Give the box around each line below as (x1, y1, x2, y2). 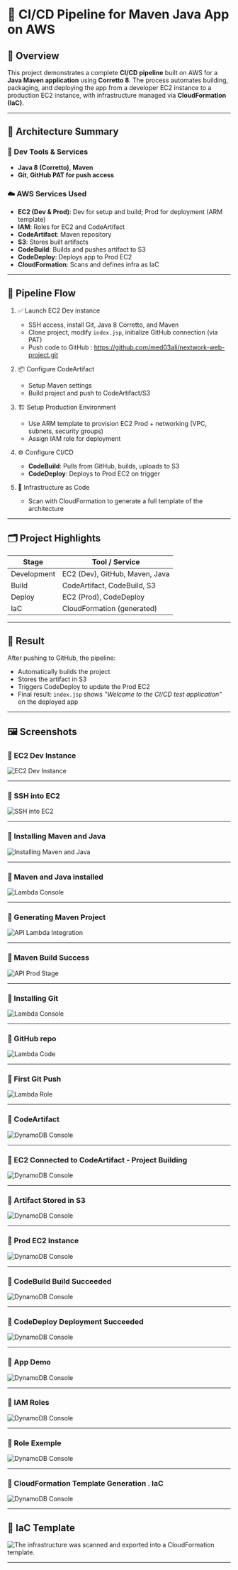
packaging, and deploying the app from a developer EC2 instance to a (7, 84, 212, 91)
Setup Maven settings (28, 381, 92, 389)
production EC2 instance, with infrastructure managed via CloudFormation (7, 91, 227, 99)
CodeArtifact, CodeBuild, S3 (62, 581, 156, 590)
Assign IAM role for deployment (28, 434, 121, 442)
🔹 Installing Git (7, 993, 59, 1003)
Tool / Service (91, 556, 140, 566)
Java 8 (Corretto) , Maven (17, 163, 93, 172)
